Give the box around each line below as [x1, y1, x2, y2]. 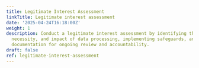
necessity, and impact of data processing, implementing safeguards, [11, 36, 187, 42]
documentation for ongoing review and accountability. [11, 42, 150, 48]
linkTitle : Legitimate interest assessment [6, 14, 115, 20]
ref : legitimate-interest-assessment [6, 53, 99, 59]
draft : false [6, 47, 38, 53]
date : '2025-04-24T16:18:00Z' [6, 20, 81, 25]
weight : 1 [6, 25, 31, 31]
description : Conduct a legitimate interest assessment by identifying [6, 31, 187, 37]
